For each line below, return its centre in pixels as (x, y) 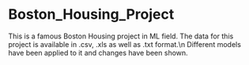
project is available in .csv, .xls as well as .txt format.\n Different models (124, 44)
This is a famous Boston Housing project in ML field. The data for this (121, 36)
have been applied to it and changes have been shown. (98, 52)
